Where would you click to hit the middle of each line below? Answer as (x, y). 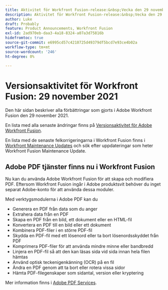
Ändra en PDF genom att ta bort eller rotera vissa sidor (69, 268)
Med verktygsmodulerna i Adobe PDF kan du (51, 199)
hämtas (20, 257)
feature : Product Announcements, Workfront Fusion (59, 29)
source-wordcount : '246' (31, 52)
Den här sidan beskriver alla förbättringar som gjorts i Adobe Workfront (78, 110)
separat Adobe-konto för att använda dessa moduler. (60, 190)
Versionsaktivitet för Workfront (72, 86)
